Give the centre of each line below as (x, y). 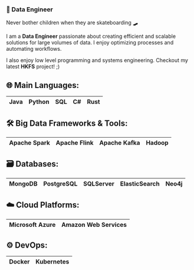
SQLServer (99, 184)
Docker (19, 262)
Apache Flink (75, 142)
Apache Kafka (120, 142)
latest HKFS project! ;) (33, 67)
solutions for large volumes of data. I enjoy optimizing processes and (90, 43)
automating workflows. (34, 49)
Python (39, 102)
